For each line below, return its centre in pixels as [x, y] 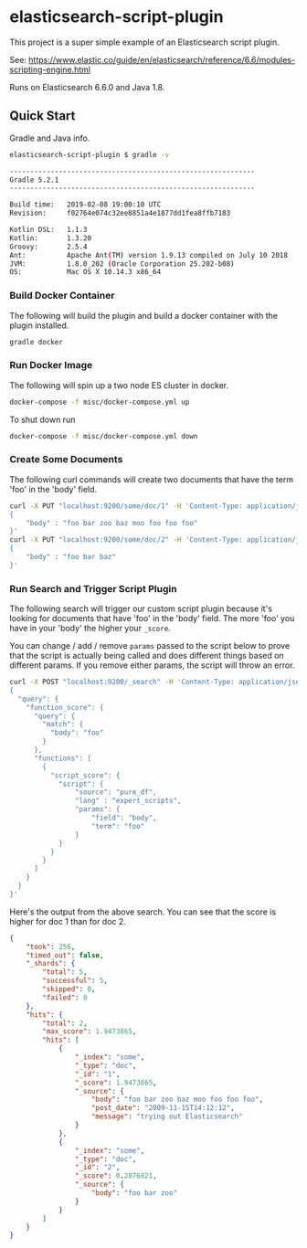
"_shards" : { [51, 964]
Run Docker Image [51, 365]
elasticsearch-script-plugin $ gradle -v [90, 154]
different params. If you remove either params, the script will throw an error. [152, 665]
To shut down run [42, 419]
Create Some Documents [66, 460]
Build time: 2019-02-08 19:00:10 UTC [85, 205]
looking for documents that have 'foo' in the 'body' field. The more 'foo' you [152, 619]
